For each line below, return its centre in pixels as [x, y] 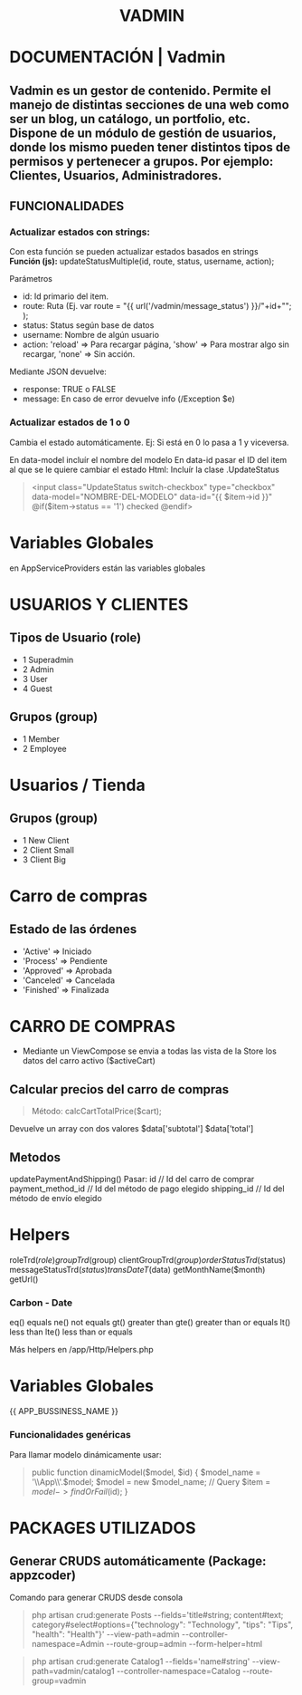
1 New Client [46, 840]
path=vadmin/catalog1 [73, 1671]
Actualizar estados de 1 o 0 [70, 422]
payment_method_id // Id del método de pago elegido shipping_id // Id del [147, 1189]
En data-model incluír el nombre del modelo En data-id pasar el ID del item [148, 459]
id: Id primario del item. [65, 296]
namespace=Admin [68, 1643]
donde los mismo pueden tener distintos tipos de [150, 147]
